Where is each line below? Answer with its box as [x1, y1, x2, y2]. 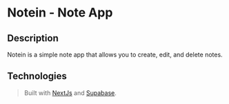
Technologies [7, 70, 68, 82]
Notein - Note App [7, 5, 113, 21]
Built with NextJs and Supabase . [23, 88, 117, 97]
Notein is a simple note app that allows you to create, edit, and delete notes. [7, 50, 223, 59]
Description [7, 32, 59, 44]
